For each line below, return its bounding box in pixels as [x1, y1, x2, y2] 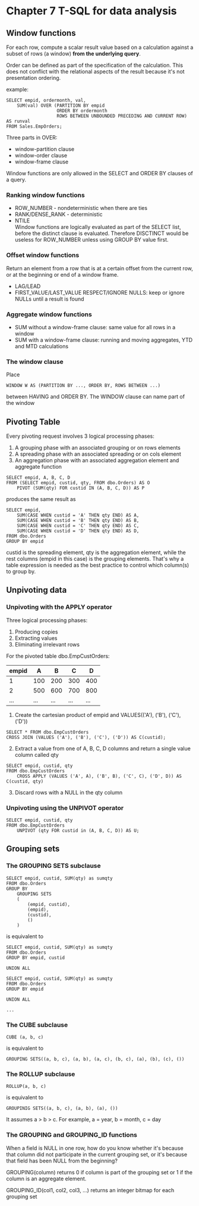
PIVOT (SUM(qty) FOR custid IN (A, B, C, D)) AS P [17, 485, 145, 491]
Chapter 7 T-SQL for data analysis [6, 4, 177, 18]
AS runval [6, 118, 31, 124]
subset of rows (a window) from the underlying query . [6, 50, 141, 57]
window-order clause [14, 152, 67, 159]
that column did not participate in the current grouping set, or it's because [6, 1151, 188, 1158]
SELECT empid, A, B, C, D [6, 475, 70, 481]
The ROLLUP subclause [6, 1069, 75, 1078]
